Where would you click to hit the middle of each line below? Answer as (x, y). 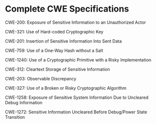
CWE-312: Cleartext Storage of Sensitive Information (58, 69)
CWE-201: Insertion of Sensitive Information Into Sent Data (63, 41)
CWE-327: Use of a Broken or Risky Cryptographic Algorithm (66, 88)
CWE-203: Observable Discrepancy (41, 78)
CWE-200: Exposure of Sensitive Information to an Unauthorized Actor (76, 22)
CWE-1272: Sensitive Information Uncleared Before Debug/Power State (76, 112)
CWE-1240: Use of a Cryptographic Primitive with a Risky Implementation (78, 60)
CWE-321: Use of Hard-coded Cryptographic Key (54, 31)
